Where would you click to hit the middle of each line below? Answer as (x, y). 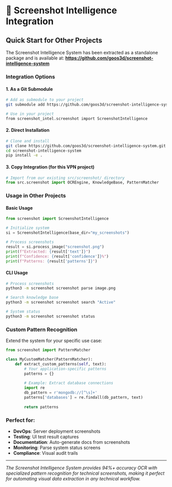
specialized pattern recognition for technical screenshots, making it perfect (85, 473)
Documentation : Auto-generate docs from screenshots (71, 442)
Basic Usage (19, 208)
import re (34, 388)
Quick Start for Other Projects (54, 40)
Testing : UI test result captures (46, 437)
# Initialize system (28, 228)
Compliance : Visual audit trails (45, 453)
